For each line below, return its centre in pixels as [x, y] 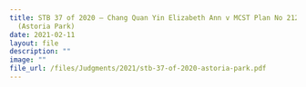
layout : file [34, 43]
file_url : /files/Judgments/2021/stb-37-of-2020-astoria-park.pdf [138, 69]
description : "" [40, 52]
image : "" [28, 60]
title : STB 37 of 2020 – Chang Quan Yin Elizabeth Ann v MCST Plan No [146, 18]
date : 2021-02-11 [42, 34]
